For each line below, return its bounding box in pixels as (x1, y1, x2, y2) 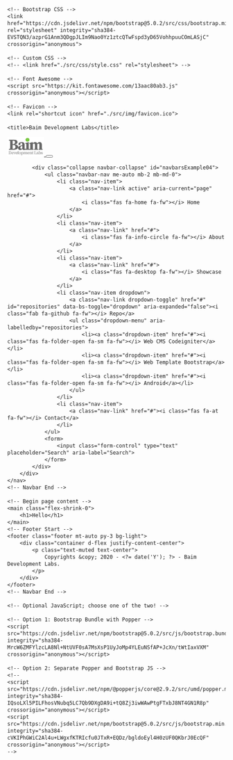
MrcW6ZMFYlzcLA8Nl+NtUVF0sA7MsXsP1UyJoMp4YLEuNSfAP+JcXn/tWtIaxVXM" (7, 644, 209, 651)
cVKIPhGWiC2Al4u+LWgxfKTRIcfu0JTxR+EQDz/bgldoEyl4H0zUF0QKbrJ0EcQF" (7, 734, 209, 741)
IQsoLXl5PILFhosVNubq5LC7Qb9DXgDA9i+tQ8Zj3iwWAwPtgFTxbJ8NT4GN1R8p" (7, 700, 209, 706)
